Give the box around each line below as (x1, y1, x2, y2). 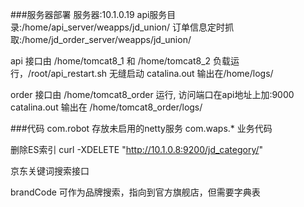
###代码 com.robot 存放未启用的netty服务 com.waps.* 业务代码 (10, 123, 273, 134)
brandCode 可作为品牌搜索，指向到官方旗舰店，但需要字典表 (10, 186, 261, 198)
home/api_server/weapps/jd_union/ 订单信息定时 (24, 21, 225, 33)
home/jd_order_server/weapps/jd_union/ (24, 34, 192, 45)
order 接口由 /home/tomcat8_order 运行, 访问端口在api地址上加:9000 (10, 89, 295, 100)
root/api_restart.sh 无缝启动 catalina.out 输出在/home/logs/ (31, 68, 274, 79)
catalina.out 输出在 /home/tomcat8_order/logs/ (10, 101, 203, 113)
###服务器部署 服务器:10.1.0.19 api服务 (10, 9, 168, 20)
